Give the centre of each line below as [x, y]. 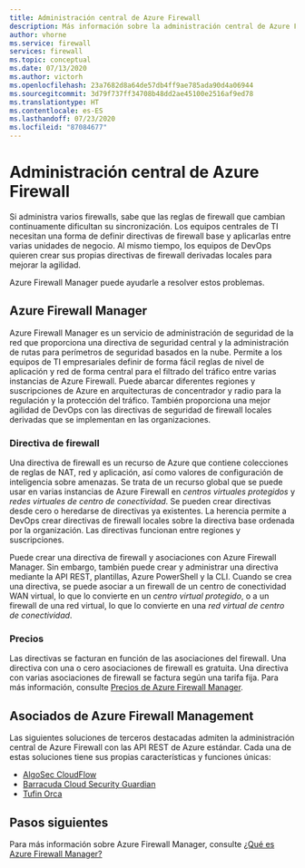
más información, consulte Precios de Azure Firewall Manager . [126, 688]
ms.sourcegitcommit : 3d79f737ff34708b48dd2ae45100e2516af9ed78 [132, 93]
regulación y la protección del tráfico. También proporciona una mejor [140, 400]
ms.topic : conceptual [50, 60]
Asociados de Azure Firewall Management [132, 716]
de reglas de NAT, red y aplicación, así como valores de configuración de [147, 473]
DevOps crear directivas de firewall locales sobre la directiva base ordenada [152, 521]
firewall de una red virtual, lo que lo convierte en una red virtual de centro [147, 606]
